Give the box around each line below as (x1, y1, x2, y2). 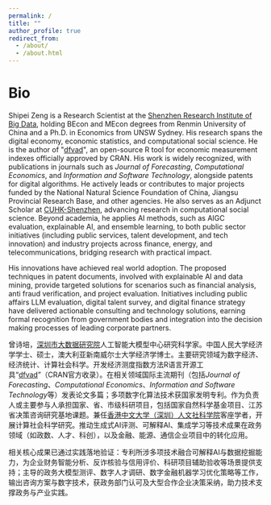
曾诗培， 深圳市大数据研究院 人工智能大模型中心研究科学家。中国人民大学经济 (8, 339, 263, 349)
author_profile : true (8, 27, 81, 35)
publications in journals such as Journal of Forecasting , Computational (8, 162, 244, 172)
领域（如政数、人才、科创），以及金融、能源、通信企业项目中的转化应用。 (8, 430, 252, 440)
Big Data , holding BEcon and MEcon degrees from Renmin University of (8, 118, 246, 129)
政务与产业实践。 (15, 487, 73, 497)
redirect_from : (8, 34, 60, 43)
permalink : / (8, 11, 52, 20)
